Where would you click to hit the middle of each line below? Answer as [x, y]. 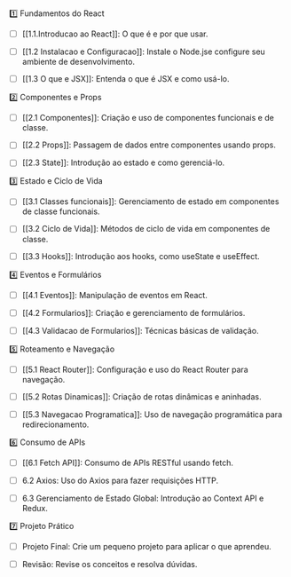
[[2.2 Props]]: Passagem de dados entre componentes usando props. [149, 145]
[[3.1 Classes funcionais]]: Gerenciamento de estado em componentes [150, 202]
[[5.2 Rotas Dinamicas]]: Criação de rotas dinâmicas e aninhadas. [142, 396]
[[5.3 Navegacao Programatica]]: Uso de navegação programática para [152, 414]
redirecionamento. [55, 424]
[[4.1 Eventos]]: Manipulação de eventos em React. [115, 295]
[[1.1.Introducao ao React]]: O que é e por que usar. [115, 34]
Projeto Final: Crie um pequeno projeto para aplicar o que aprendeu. [147, 547]
